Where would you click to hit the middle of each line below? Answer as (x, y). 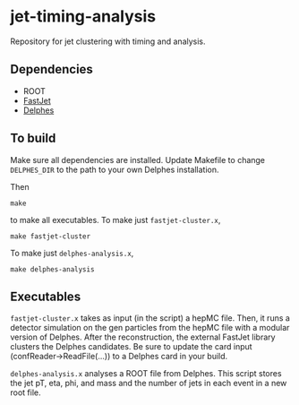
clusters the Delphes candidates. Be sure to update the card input (132, 347)
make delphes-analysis (52, 269)
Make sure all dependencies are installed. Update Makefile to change (138, 159)
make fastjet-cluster (51, 236)
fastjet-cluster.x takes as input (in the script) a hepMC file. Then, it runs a (150, 318)
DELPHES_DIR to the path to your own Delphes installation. (115, 169)
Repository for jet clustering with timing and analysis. (108, 41)
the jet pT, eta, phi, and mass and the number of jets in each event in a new (149, 383)
